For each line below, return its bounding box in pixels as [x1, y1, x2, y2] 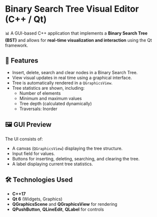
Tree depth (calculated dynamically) [19, 100, 92, 106]
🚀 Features [5, 57, 39, 65]
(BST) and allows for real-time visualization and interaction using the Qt [5, 37, 152, 43]
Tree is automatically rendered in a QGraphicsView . [12, 79, 113, 86]
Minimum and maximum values [19, 95, 82, 101]
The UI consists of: [5, 136, 43, 142]
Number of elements [19, 90, 61, 96]
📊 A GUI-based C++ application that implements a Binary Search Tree [5, 30, 148, 36]
